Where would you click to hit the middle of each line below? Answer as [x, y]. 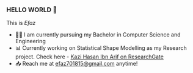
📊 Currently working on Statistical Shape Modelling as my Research [101, 48]
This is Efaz [21, 23]
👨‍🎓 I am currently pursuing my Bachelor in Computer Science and [98, 35]
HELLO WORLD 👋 [32, 10]
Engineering [30, 41]
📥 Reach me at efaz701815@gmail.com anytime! [76, 64]
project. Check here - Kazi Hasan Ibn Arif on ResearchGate [89, 57]
